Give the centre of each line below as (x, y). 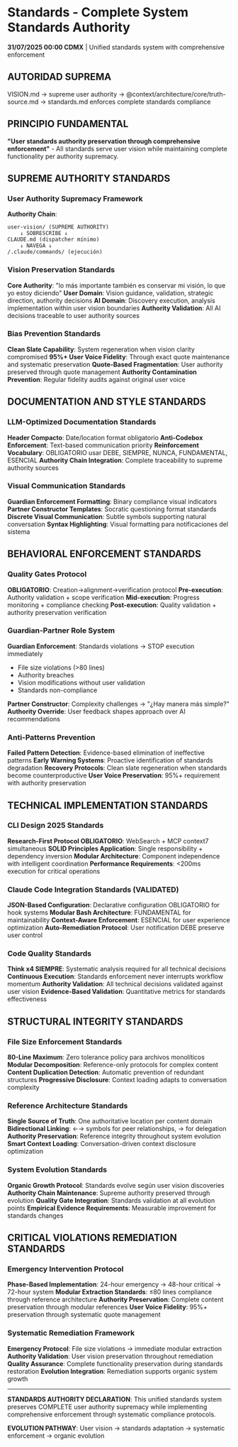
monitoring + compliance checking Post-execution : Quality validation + (112, 605)
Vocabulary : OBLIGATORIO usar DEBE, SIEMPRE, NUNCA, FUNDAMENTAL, (118, 452)
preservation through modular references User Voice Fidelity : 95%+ (107, 1307)
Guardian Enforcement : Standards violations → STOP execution (101, 646)
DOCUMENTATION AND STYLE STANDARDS (107, 402)
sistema (19, 531)
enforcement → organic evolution (56, 1436)
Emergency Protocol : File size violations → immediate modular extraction (115, 1348)
